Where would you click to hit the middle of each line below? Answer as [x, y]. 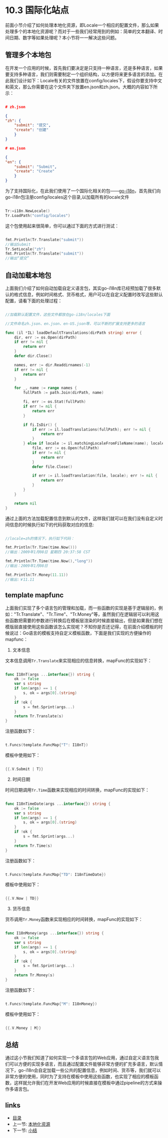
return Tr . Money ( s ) [34, 975]
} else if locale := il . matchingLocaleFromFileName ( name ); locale [94, 443]
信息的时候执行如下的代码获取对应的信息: [52, 525]
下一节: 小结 [25, 1130]
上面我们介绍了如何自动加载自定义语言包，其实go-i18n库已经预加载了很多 [81, 288]
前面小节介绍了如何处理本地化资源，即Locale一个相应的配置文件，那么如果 [82, 25]
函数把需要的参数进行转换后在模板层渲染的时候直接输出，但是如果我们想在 [86, 620]
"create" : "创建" [31, 130]
